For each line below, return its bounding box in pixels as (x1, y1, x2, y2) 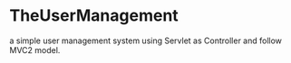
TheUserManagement (9, 5, 179, 26)
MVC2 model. (9, 44, 61, 55)
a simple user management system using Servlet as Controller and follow (9, 35, 283, 46)
